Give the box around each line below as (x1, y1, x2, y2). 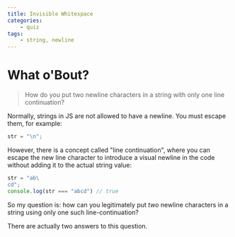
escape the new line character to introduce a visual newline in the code (7, 153, 215, 161)
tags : (7, 30, 23, 37)
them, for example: (7, 120, 62, 128)
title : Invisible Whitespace (7, 10, 93, 18)
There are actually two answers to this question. (7, 221, 148, 230)
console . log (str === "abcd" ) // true (7, 187, 119, 195)
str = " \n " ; (7, 133, 42, 140)
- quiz (20, 23, 40, 30)
